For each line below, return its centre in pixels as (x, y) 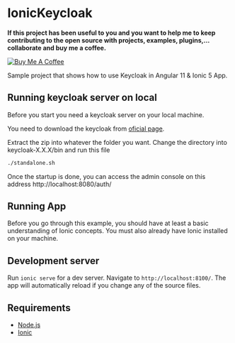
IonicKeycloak (50, 13)
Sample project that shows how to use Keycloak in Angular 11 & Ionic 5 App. (117, 75)
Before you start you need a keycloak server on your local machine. (106, 114)
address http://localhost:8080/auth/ (59, 184)
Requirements (39, 308)
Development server (53, 261)
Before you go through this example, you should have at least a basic (108, 223)
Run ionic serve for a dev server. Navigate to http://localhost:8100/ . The (117, 278)
